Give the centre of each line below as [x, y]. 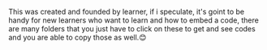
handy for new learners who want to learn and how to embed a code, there [134, 20]
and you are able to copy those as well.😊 [78, 37]
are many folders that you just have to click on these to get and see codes [132, 29]
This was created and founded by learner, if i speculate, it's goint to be [127, 12]
